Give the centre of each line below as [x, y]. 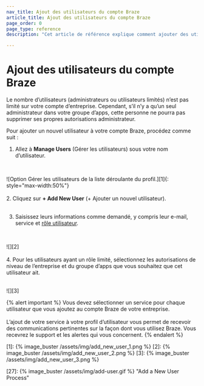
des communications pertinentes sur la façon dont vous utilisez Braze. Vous [101, 328]
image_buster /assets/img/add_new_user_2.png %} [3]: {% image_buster [98, 353]
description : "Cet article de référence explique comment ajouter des [97, 35]
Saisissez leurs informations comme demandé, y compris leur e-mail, [101, 217]
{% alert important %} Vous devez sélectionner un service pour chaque [96, 303]
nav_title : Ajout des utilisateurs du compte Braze [73, 12]
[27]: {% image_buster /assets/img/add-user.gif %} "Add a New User [93, 371]
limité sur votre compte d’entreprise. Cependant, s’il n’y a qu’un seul [91, 106]
